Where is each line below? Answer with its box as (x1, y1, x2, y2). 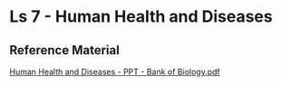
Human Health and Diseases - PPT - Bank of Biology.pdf (9, 66, 220, 77)
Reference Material (9, 43, 120, 58)
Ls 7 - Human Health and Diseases (9, 6, 274, 27)
